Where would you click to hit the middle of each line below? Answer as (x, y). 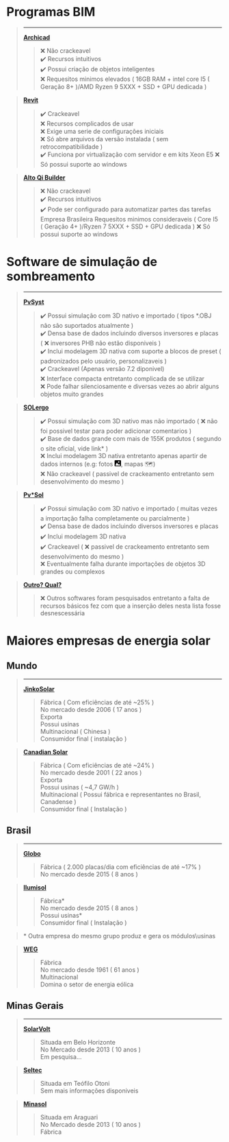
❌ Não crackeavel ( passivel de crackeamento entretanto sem (127, 473)
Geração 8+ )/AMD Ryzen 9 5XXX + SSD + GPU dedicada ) (123, 86)
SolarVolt (37, 1029)
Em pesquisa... (61, 1056)
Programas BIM (51, 12)
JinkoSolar (39, 689)
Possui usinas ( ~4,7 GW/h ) (79, 787)
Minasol (35, 1104)
